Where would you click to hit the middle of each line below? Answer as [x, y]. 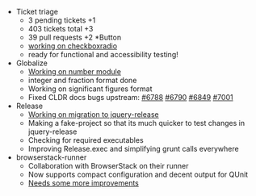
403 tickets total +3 [61, 29]
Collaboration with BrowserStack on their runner [108, 166]
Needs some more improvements [83, 183]
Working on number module [74, 71]
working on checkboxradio [73, 46]
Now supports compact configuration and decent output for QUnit [138, 174]
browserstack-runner [51, 157]
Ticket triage [37, 12]
